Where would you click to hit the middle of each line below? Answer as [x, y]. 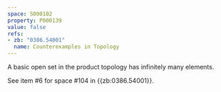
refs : [15, 34]
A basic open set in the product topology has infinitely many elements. [111, 67]
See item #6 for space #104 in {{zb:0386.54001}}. [81, 81]
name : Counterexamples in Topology [67, 47]
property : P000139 [35, 21]
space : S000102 [30, 14]
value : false [27, 27]
